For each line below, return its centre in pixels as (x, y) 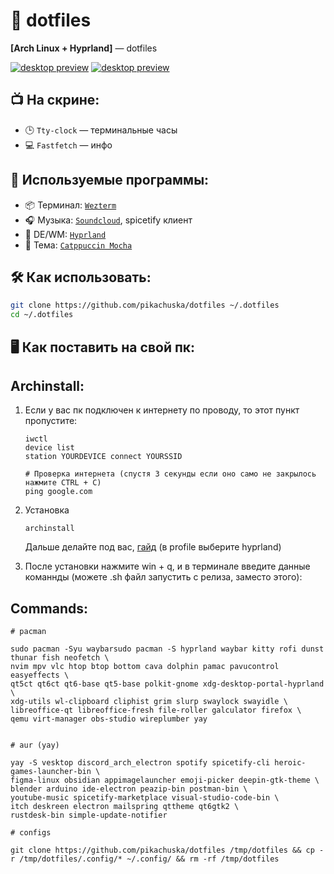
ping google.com (58, 492)
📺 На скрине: (55, 100)
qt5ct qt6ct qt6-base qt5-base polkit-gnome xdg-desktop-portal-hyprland (167, 684)
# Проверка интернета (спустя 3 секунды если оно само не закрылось (170, 474)
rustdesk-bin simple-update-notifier (89, 815)
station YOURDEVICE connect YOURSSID (103, 457)
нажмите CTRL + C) (63, 483)
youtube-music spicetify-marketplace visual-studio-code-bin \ (145, 798)
